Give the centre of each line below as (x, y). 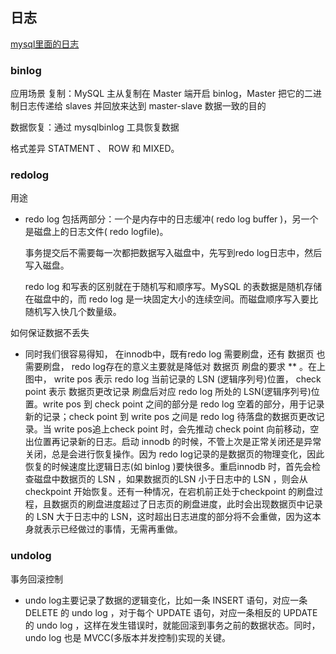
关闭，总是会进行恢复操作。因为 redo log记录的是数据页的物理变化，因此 (174, 454)
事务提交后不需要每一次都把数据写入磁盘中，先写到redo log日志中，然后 (173, 253)
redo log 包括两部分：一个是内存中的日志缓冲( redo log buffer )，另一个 (171, 219)
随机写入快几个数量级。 (73, 312)
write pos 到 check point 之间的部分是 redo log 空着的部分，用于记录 (183, 404)
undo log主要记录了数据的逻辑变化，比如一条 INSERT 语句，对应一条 (166, 600)
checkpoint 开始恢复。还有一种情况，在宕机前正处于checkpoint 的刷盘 (169, 492)
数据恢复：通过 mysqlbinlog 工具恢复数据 (95, 127)
